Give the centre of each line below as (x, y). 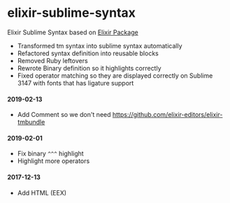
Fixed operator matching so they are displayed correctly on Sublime (115, 76)
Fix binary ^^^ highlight (50, 154)
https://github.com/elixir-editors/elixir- (167, 115)
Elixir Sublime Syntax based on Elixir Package (73, 32)
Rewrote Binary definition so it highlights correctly (89, 68)
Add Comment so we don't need (64, 115)
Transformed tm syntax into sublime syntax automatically (100, 45)
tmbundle (31, 122)
